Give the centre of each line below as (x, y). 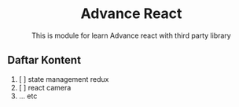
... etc (28, 96)
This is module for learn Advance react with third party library (131, 35)
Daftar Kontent (44, 60)
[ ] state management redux (64, 79)
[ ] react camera (45, 87)
